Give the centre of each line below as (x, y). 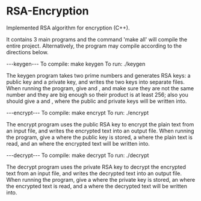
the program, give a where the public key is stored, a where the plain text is (99, 137)
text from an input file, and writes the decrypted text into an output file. (94, 173)
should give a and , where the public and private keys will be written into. (97, 101)
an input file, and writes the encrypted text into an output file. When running (100, 131)
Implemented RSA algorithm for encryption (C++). (68, 28)
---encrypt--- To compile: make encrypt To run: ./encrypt (78, 113)
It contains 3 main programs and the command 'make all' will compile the (97, 39)
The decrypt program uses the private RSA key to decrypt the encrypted (96, 167)
